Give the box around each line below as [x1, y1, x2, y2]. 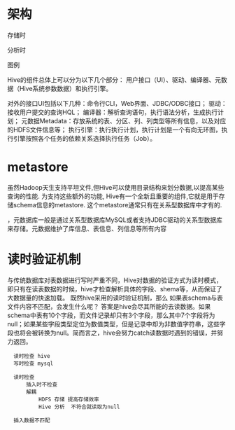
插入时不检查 [25, 381, 58, 388]
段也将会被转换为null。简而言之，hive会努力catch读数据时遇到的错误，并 [7, 328, 218, 337]
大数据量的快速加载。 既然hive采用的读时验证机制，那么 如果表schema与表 [7, 293, 224, 302]
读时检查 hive [13, 352, 50, 359]
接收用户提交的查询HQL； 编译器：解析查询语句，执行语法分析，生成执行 [7, 108, 218, 116]
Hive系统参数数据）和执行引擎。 [19, 84, 113, 92]
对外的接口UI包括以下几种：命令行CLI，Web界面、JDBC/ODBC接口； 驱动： [7, 99, 227, 107]
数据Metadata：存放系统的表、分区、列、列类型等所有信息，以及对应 [27, 116, 227, 125]
